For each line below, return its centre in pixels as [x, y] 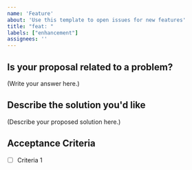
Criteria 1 [30, 160]
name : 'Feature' [30, 13]
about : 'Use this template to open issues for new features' [97, 20]
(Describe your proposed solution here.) [64, 122]
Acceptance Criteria [51, 144]
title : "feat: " [30, 26]
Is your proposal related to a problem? [90, 67]
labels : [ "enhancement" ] [43, 33]
